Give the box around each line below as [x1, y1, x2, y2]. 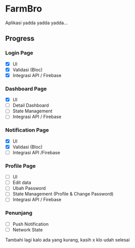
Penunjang [5, 210, 33, 217]
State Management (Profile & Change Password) [12, 191, 114, 197]
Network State [12, 226, 43, 232]
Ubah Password [12, 185, 46, 192]
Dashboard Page [5, 85, 47, 92]
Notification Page [5, 127, 49, 134]
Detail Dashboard [12, 102, 49, 108]
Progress [5, 34, 34, 43]
